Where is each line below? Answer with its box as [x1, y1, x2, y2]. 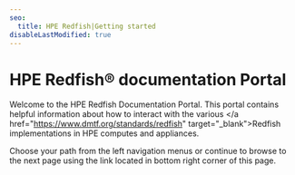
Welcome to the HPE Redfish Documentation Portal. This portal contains [9, 99, 280, 110]
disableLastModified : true [9, 30, 112, 39]
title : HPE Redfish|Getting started [17, 22, 156, 31]
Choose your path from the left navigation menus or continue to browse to [9, 146, 287, 157]
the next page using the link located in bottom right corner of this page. [9, 155, 277, 166]
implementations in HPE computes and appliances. [9, 128, 200, 139]
